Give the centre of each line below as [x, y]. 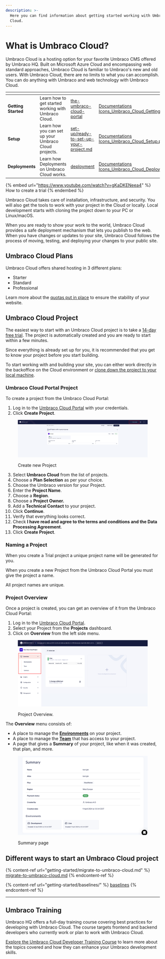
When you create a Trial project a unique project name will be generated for [82, 556]
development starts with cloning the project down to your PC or [70, 211]
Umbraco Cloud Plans [39, 256]
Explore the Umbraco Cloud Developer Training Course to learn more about [82, 942]
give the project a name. [30, 575]
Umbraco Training [34, 910]
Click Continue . [28, 511]
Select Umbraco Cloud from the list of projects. [61, 475]
